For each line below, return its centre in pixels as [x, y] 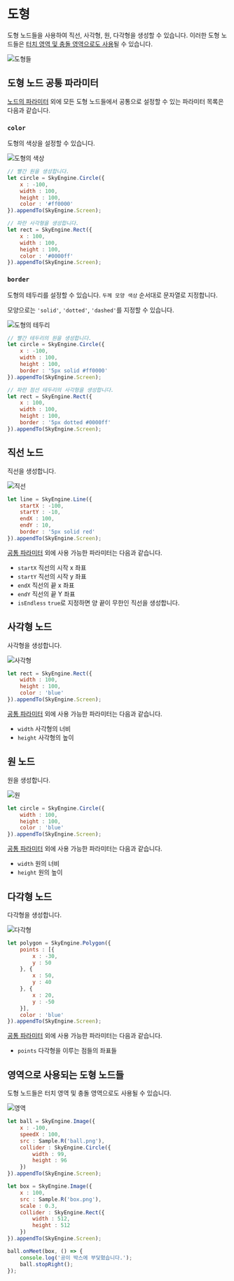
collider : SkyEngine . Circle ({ [66, 1148]
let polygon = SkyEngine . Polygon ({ [59, 943]
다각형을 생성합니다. [34, 914]
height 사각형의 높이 [46, 737]
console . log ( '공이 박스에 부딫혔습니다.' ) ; [76, 1258]
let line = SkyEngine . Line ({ [50, 499]
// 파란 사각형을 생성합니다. [43, 223]
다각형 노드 [30, 896]
